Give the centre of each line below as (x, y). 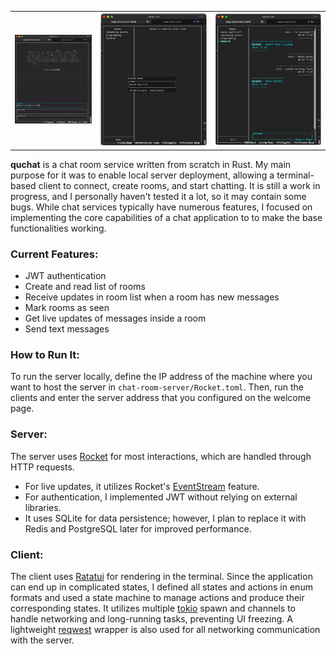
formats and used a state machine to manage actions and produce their (157, 597)
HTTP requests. (42, 467)
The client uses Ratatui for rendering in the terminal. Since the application (161, 576)
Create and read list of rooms (85, 287)
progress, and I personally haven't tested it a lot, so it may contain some (158, 196)
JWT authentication (65, 276)
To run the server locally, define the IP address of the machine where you (161, 377)
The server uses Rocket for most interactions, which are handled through (161, 456)
